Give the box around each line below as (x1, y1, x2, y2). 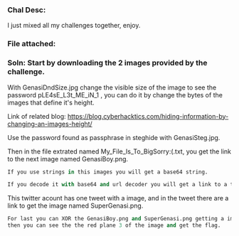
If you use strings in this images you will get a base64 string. (7, 168, 208, 176)
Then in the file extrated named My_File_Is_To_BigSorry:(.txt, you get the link (7, 147, 232, 156)
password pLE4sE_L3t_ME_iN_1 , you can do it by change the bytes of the (7, 90, 223, 99)
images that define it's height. (7, 98, 95, 107)
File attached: (7, 39, 56, 49)
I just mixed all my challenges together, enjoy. (7, 21, 141, 30)
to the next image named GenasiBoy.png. (7, 154, 129, 163)
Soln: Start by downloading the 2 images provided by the (7, 58, 208, 68)
